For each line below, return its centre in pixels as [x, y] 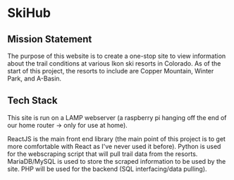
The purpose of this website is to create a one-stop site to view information [117, 56]
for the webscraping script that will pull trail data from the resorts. [103, 154]
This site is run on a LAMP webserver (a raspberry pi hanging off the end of [117, 117]
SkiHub [29, 13]
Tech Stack [32, 101]
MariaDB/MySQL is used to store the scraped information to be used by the [117, 161]
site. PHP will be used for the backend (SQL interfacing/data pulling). [107, 169]
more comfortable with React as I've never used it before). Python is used [114, 146]
